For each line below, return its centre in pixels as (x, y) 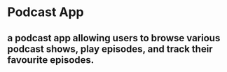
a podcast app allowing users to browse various (114, 38)
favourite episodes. (51, 60)
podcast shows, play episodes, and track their (110, 49)
